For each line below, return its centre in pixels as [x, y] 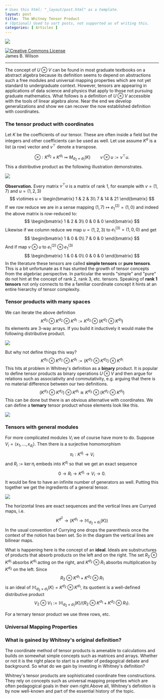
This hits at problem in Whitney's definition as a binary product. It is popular [82, 369]
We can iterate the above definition [40, 312]
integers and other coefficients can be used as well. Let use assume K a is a [81, 141]
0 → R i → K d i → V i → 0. [82, 473]
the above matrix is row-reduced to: [41, 213]
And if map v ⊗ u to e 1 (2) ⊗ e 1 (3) [39, 247]
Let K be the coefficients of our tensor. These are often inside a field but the [81, 135]
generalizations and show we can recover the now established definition [78, 106]
